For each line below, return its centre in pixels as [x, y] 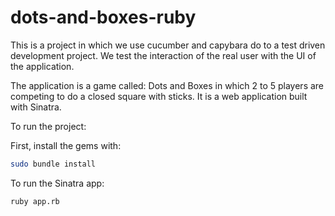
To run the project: [48, 126]
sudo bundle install [53, 164]
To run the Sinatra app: [57, 183]
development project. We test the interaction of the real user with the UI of [163, 55]
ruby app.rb [35, 201]
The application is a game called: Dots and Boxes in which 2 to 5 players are [167, 85]
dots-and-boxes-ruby [103, 17]
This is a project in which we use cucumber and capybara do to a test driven [168, 45]
